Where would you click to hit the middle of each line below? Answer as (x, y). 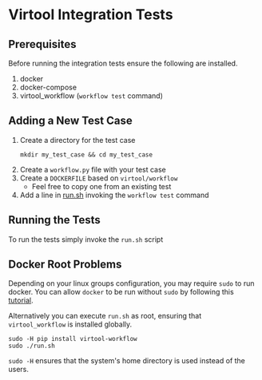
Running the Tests (55, 220)
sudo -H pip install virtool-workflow (73, 339)
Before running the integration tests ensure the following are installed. (123, 63)
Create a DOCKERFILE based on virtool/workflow (99, 178)
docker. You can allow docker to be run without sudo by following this (121, 292)
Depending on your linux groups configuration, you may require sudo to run (131, 283)
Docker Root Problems (65, 265)
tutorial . (21, 300)
